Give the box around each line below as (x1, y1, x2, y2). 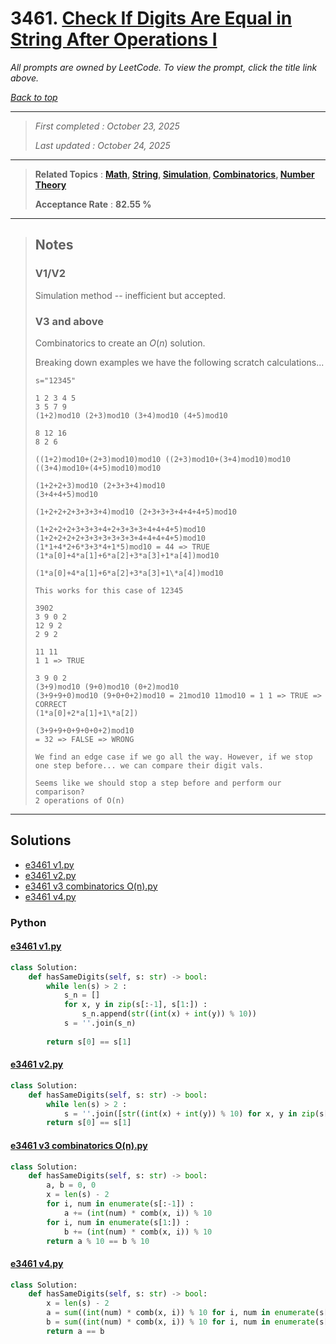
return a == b (46, 1326, 105, 1336)
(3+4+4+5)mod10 (34, 489, 99, 499)
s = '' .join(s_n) (63, 1018, 137, 1029)
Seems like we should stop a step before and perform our (34, 778, 282, 788)
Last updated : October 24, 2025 (34, 139, 171, 151)
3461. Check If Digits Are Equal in (10, 7, 293, 30)
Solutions (10, 832, 72, 849)
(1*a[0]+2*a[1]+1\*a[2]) (34, 708, 139, 718)
